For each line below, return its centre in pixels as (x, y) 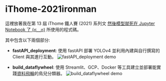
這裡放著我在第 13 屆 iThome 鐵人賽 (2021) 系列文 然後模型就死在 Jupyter (80, 23)
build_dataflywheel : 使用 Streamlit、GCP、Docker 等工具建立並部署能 (84, 67)
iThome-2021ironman (51, 9)
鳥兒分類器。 (52, 73)
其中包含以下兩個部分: (28, 40)
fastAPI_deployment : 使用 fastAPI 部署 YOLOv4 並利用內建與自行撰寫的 (86, 50)
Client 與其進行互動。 (34, 57)
